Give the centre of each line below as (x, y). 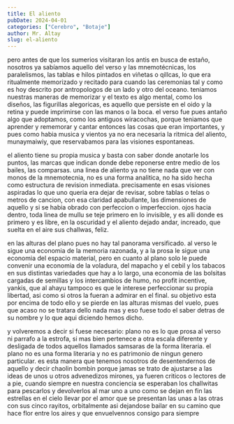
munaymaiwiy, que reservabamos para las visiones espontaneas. (101, 142)
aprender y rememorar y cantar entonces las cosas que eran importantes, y (116, 127)
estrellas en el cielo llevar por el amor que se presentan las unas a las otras (115, 398)
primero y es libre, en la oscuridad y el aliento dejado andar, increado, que (114, 222)
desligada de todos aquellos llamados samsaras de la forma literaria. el (109, 346)
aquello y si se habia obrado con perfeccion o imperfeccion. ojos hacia (109, 207)
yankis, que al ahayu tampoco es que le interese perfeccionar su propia (110, 288)
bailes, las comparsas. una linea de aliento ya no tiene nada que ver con (111, 170)
